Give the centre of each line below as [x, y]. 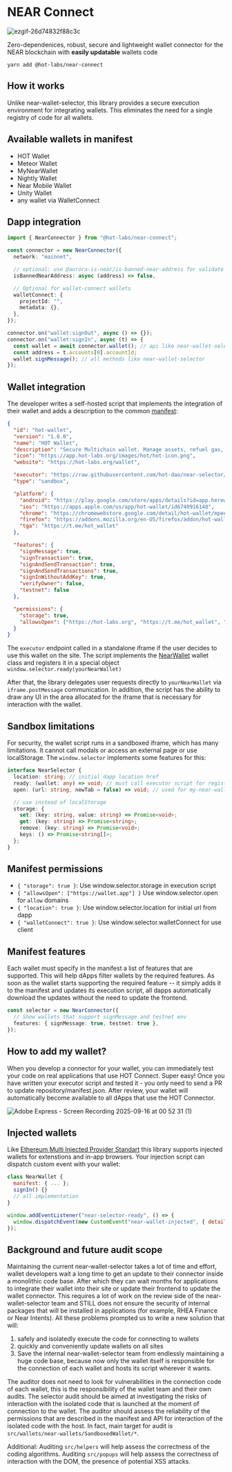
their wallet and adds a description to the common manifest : [93, 411]
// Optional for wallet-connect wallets [72, 288]
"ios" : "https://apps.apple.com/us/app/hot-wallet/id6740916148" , [117, 507]
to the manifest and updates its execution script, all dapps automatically [109, 990]
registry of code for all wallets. [51, 117]
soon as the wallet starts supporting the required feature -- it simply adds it [114, 983]
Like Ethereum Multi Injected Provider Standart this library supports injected [115, 1150]
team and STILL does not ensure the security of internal [130, 1304]
